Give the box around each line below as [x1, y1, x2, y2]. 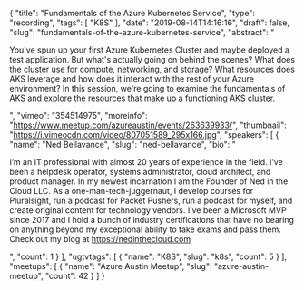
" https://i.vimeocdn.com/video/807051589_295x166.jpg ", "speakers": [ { [9, 130, 279, 140]
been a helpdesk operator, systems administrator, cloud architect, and [9, 167, 271, 177]
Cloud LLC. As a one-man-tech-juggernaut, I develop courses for [9, 186, 254, 196]
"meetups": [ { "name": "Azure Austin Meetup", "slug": [9, 261, 212, 271]
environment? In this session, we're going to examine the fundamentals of [9, 83, 286, 93]
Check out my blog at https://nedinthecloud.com [9, 234, 191, 244]
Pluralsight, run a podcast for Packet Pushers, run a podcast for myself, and [9, 195, 293, 206]
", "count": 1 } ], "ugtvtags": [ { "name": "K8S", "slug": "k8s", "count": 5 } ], [9, 251, 288, 262]
